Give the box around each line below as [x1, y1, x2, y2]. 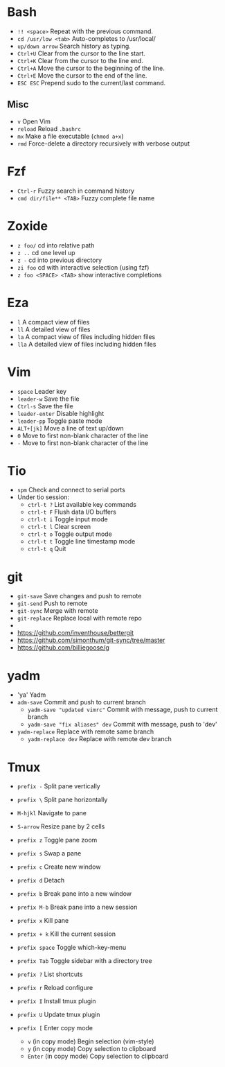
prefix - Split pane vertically [17, 782, 100, 790]
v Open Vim [17, 117, 51, 125]
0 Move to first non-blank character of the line [17, 431, 149, 440]
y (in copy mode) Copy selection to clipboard [27, 1045, 156, 1053]
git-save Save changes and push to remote [17, 592, 142, 600]
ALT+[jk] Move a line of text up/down [17, 424, 125, 432]
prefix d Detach [17, 876, 65, 885]
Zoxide [7, 218, 48, 234]
